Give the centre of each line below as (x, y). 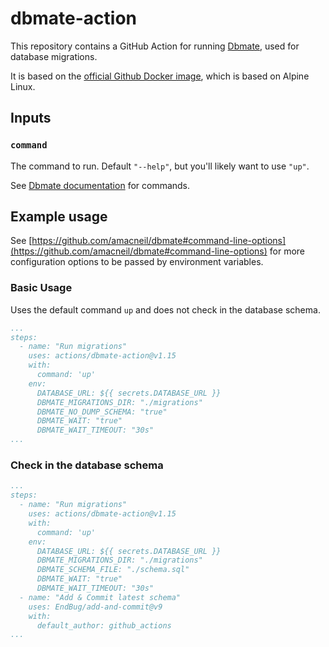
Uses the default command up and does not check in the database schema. (165, 309)
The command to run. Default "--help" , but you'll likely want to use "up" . (160, 166)
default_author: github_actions (104, 625)
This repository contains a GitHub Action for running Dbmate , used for (155, 46)
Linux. (23, 86)
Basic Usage (41, 288)
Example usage (59, 217)
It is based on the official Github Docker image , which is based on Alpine (160, 76)
